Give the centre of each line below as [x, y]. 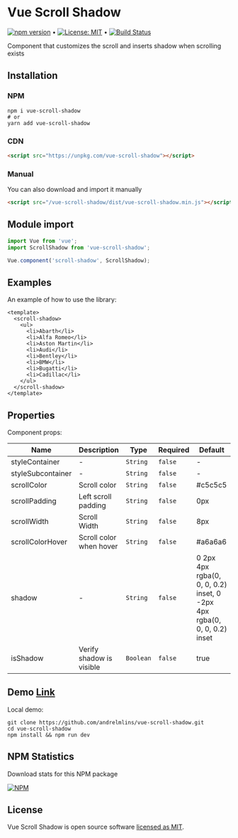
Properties [31, 415]
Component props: [35, 433]
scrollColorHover [39, 542]
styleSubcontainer [41, 473]
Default [211, 450]
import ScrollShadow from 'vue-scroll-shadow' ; [79, 247]
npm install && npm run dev [49, 735]
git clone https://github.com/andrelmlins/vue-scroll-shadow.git [106, 722]
